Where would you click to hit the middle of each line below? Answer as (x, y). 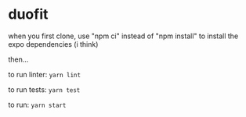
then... (18, 59)
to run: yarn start (37, 105)
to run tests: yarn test (44, 89)
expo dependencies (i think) (53, 44)
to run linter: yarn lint (44, 74)
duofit (28, 14)
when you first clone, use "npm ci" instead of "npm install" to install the (123, 36)
